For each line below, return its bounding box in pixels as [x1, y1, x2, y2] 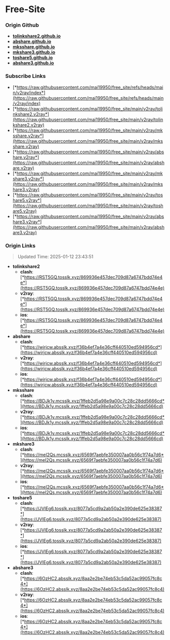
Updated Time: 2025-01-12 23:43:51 [17, 254, 94, 260]
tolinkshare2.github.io [12, 33, 61, 39]
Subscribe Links [5, 72, 46, 79]
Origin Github [5, 22, 39, 29]
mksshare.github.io [12, 44, 55, 50]
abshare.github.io [12, 38, 52, 45]
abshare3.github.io [12, 60, 54, 66]
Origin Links [5, 242, 36, 249]
